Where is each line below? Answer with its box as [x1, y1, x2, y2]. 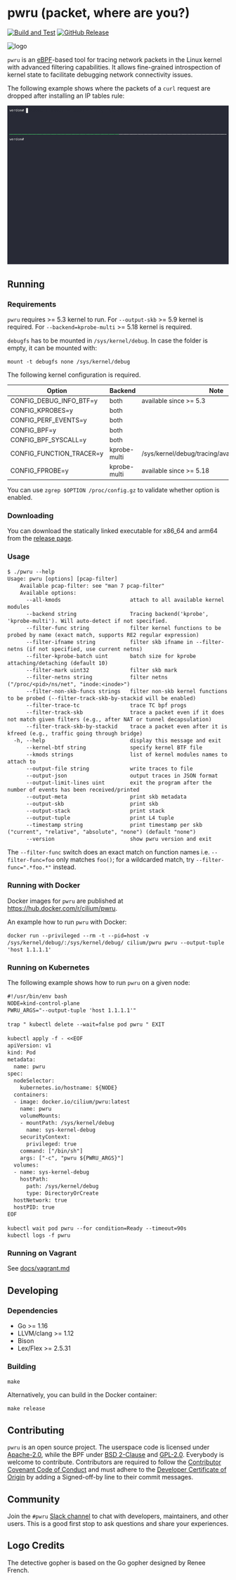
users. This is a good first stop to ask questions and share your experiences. [7, 1519, 229, 1527]
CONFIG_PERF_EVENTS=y [10, 416, 87, 425]
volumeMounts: [20, 1112, 61, 1119]
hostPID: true [13, 1204, 55, 1211]
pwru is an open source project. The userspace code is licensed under [7, 1443, 210, 1451]
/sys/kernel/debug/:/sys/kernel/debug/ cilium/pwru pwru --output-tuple [7, 939, 225, 946]
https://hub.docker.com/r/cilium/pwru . [7, 904, 118, 912]
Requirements [7, 299, 57, 309]
